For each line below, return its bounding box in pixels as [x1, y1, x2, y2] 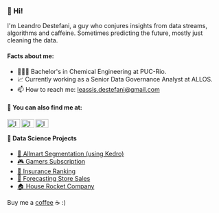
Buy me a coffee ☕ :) [7, 198, 67, 206]
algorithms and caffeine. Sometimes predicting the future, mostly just [7, 29, 203, 37]
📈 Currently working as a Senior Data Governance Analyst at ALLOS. [16, 75, 213, 83]
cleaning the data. [7, 36, 58, 45]
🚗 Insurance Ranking [16, 167, 76, 175]
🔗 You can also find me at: [7, 103, 82, 112]
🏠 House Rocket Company [16, 181, 95, 190]
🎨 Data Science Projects [7, 134, 77, 142]
